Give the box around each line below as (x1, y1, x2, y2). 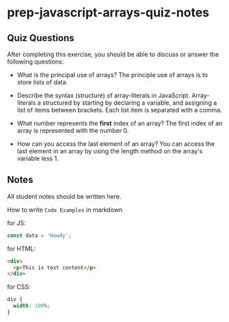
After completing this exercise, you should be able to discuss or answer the (7, 50, 219, 58)
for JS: (7, 219, 26, 227)
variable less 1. (16, 154, 59, 162)
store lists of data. (16, 78, 68, 86)
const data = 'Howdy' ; (7, 232, 72, 239)
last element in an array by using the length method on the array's (16, 147, 203, 155)
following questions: (7, 58, 64, 66)
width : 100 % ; (13, 303, 51, 310)
